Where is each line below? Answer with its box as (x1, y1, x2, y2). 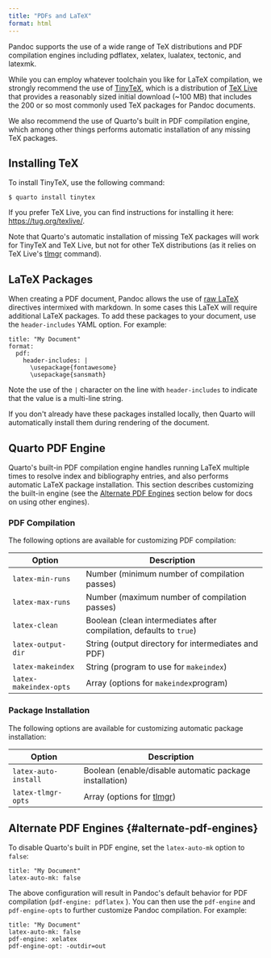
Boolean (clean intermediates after (85, 615, 217, 627)
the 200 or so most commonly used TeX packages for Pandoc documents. (8, 100, 256, 110)
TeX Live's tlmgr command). (8, 249, 102, 259)
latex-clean (12, 621, 59, 631)
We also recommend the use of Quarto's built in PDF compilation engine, (8, 116, 250, 125)
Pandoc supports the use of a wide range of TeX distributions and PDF (8, 41, 244, 51)
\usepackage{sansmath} (29, 371, 106, 379)
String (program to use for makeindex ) (85, 661, 227, 673)
